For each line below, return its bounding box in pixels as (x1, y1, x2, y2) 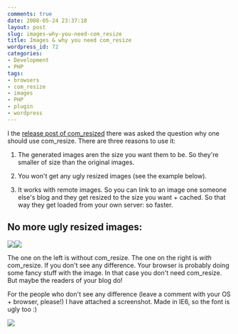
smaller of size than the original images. (17, 158, 135, 166)
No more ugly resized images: (7, 221, 143, 233)
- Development (7, 57, 50, 64)
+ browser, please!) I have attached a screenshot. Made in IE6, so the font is (7, 297, 230, 306)
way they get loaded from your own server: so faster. (17, 200, 173, 209)
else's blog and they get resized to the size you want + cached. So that (17, 193, 226, 201)
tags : (7, 70, 23, 77)
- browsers (7, 76, 40, 84)
